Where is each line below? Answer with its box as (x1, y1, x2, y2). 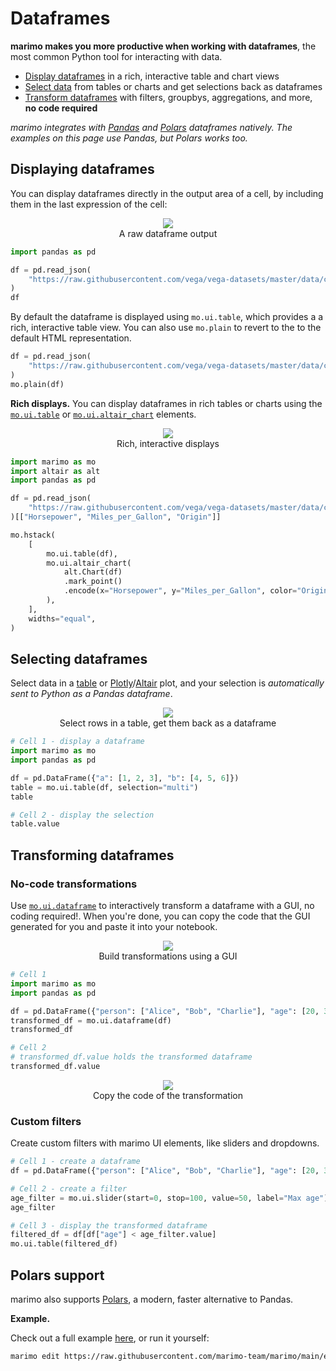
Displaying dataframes (10, 161, 155, 178)
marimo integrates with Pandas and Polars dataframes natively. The (10, 121, 293, 133)
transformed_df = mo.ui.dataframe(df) (10, 1015, 172, 1026)
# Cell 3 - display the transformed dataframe (10, 1220, 208, 1231)
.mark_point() (63, 577, 123, 587)
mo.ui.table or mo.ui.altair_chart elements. (10, 408, 197, 420)
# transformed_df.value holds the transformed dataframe (10, 1052, 253, 1062)
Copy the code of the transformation (92, 1089, 243, 1101)
